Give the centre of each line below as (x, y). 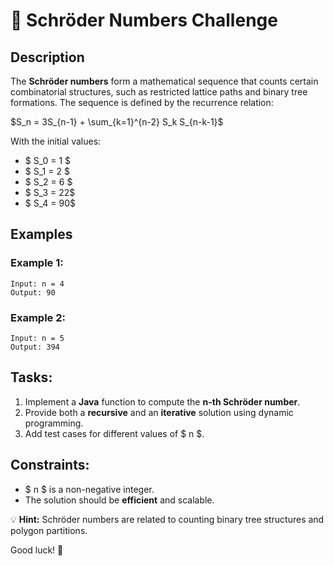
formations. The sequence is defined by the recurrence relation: (142, 102)
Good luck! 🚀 (37, 550)
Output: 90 (33, 292)
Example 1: (37, 263)
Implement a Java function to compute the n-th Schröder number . (162, 401)
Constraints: (50, 465)
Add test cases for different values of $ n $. (114, 433)
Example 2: (38, 317)
